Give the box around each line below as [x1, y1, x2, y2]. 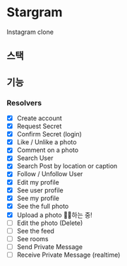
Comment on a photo [16, 146, 79, 154]
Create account [16, 114, 63, 122]
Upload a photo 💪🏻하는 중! [16, 210, 92, 219]
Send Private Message [16, 243, 83, 251]
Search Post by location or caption [16, 162, 118, 170]
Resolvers [6, 98, 42, 108]
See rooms [16, 234, 49, 243]
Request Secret [16, 122, 62, 131]
